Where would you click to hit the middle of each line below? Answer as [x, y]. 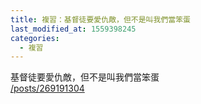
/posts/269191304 [47, 88]
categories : [35, 38]
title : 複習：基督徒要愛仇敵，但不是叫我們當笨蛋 [100, 19]
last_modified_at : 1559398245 [73, 29]
